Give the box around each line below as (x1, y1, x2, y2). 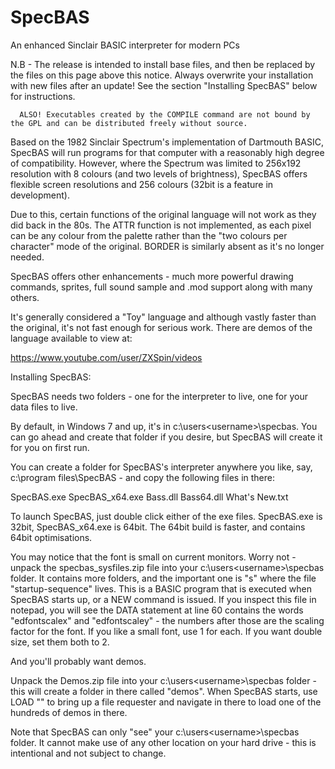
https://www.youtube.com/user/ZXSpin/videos (10, 351, 203, 363)
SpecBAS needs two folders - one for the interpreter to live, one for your (10, 390, 308, 402)
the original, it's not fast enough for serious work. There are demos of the (10, 321, 313, 333)
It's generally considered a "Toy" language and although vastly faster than (10, 311, 317, 323)
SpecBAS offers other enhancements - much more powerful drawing (10, 270, 294, 282)
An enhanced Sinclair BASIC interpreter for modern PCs (10, 39, 240, 51)
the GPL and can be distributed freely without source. (10, 118, 248, 128)
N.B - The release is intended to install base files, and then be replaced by (10, 58, 316, 70)
